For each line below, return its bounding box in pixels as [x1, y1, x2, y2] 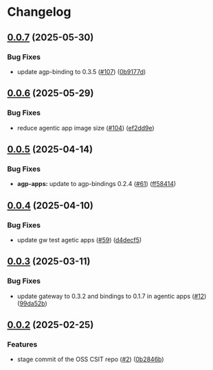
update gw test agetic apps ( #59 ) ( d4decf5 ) [16, 235, 142, 244]
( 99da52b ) [16, 299, 48, 308]
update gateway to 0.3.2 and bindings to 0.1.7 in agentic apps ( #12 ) [16, 292, 207, 300]
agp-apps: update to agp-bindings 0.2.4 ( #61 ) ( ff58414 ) [16, 180, 177, 188]
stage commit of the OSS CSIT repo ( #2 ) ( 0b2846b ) [16, 355, 164, 364]
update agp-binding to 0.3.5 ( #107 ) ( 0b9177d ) [16, 67, 146, 76]
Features [7, 339, 38, 349]
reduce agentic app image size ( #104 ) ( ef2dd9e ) [16, 124, 155, 132]
